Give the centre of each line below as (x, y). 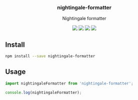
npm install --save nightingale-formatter (50, 56)
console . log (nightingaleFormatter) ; (43, 92)
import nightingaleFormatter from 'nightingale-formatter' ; (70, 83)
